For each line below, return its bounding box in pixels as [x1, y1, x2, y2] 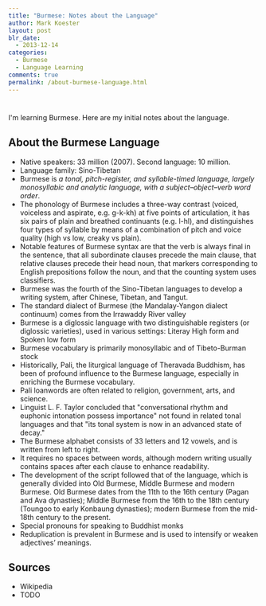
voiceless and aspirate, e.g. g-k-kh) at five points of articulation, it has [19, 208, 250, 217]
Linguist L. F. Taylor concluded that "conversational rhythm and [19, 402, 229, 412]
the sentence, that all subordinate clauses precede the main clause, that [19, 250, 256, 260]
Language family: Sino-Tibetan [19, 165, 121, 175]
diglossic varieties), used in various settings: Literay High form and [19, 326, 239, 335]
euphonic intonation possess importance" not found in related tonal [19, 411, 241, 420]
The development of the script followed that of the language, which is [19, 470, 248, 479]
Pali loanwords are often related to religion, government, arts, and [19, 385, 236, 395]
